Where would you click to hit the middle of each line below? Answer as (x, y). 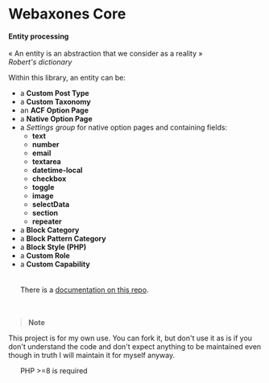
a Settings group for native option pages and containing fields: (124, 127)
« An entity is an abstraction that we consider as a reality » (106, 53)
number (46, 144)
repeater (47, 221)
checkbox (49, 179)
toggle (43, 187)
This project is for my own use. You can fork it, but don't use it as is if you (130, 338)
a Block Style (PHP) (53, 247)
